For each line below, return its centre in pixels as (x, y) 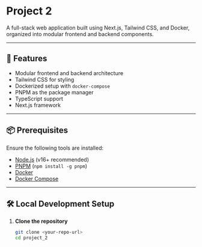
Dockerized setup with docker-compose (62, 86)
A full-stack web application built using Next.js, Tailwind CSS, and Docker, (98, 28)
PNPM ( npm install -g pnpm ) (51, 166)
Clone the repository (41, 221)
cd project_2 (31, 238)
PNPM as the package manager (54, 92)
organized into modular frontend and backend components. (80, 34)
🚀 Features (27, 59)
